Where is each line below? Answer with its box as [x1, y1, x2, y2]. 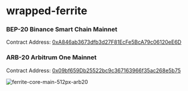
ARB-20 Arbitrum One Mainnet [6, 53, 97, 61]
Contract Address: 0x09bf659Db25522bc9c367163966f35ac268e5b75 [6, 67, 181, 74]
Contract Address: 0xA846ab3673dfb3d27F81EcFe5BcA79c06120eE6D [6, 38, 182, 45]
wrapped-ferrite [6, 4, 88, 18]
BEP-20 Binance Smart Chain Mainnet [6, 25, 117, 34]
